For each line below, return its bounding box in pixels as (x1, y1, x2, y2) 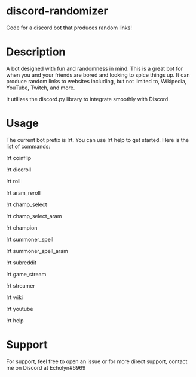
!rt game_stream (6, 270, 47, 278)
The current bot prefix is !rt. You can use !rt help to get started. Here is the (6, 136, 189, 143)
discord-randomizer (6, 4, 109, 18)
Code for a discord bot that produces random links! (6, 24, 133, 31)
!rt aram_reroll (6, 189, 41, 196)
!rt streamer (6, 282, 35, 289)
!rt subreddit (6, 259, 37, 266)
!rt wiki (6, 294, 23, 301)
